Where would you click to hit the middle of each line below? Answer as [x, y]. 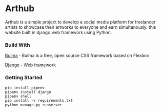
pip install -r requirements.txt [39, 100]
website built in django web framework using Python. [59, 32]
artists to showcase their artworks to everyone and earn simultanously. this [80, 27]
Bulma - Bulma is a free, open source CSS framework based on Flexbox [77, 56]
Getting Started [24, 77]
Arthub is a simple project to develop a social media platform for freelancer [80, 22]
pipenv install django [28, 92]
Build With [18, 45]
